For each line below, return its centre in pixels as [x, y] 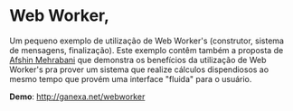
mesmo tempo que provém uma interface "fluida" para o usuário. [131, 79]
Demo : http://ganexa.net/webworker [77, 97]
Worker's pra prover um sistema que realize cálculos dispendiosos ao [139, 69]
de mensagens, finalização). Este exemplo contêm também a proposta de [146, 50]
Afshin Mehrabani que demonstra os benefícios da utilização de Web [138, 60]
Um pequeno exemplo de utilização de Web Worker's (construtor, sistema [147, 41]
